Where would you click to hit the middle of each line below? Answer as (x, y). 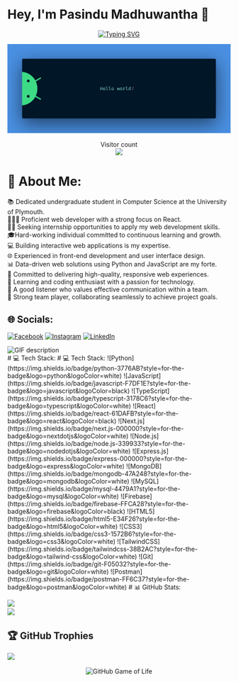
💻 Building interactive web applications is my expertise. (89, 246)
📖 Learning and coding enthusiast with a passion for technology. (101, 282)
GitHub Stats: (161, 587)
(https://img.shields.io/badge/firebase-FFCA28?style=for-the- (98, 503)
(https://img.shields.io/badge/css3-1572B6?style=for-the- (92, 534)
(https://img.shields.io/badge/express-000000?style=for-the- (97, 458)
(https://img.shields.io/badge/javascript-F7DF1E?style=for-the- (99, 383)
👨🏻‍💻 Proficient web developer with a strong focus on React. (95, 220)
